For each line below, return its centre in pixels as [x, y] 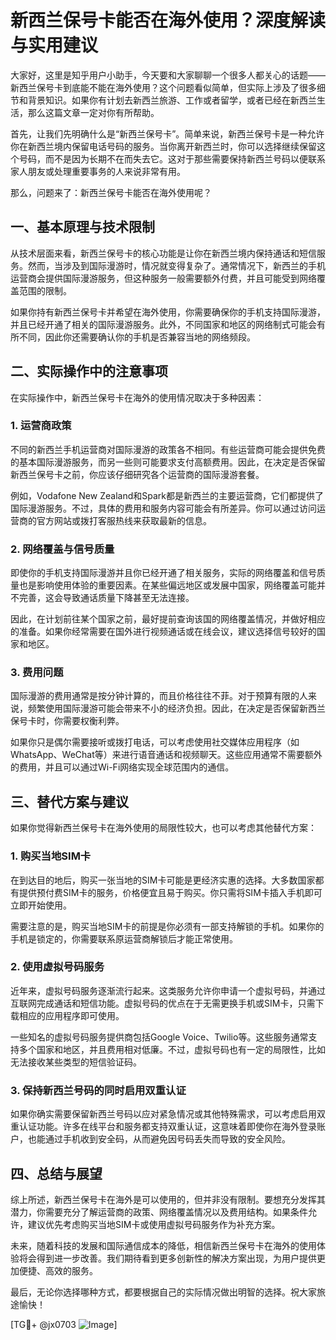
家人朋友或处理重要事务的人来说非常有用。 [98, 171]
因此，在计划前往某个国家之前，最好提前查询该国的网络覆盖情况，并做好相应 [168, 619]
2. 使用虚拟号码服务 [57, 967]
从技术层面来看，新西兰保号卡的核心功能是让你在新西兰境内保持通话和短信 [163, 253]
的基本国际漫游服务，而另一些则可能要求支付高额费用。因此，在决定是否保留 [168, 462]
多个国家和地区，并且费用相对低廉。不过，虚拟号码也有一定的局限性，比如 [172, 1049]
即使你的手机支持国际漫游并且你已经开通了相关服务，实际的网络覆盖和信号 [163, 573]
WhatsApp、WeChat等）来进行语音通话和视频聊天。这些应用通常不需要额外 [166, 755]
